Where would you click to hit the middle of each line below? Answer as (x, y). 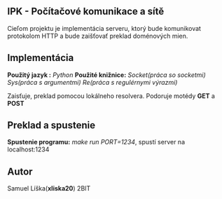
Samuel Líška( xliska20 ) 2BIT (49, 188)
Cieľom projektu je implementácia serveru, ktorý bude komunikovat (104, 28)
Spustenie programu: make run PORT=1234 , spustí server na (96, 142)
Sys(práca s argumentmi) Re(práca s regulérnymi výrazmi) (92, 82)
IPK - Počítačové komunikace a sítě (86, 12)
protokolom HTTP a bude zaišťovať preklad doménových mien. (98, 36)
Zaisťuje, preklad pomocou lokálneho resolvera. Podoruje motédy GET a (111, 96)
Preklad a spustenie (51, 125)
